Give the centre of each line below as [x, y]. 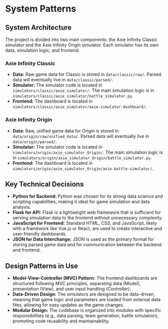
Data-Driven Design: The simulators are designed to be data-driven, [84, 294]
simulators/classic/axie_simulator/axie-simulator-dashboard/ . [80, 107]
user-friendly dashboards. [39, 234]
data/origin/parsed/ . [34, 142]
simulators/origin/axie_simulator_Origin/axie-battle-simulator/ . [83, 168]
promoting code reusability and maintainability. [61, 321]
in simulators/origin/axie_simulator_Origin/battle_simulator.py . [82, 158]
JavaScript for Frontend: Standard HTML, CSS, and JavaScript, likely [85, 223]
